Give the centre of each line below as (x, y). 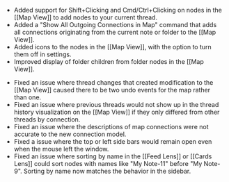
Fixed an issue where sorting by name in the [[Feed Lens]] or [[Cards (113, 156)
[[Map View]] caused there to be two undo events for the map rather (112, 90)
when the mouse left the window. (61, 149)
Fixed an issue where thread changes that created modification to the (113, 82)
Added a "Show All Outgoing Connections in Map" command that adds (115, 25)
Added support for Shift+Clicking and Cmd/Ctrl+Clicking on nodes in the (118, 10)
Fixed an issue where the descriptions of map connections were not (111, 127)
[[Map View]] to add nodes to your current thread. (86, 17)
